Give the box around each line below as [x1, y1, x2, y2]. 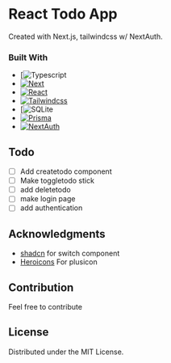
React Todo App [8, 5, 118, 23]
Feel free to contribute [8, 302, 83, 311]
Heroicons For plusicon [19, 257, 98, 267]
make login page [19, 194, 76, 204]
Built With [8, 52, 48, 63]
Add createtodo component [19, 167, 112, 176]
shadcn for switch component [19, 248, 120, 259]
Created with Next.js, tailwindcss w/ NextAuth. [8, 32, 163, 41]
